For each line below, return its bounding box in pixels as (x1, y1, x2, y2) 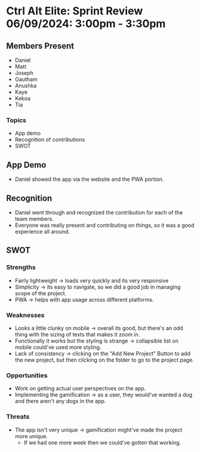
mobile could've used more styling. (14, 343, 101, 351)
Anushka (14, 82, 37, 89)
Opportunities (6, 371, 48, 380)
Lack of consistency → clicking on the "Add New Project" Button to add (14, 350, 191, 357)
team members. (14, 215, 54, 222)
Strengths (6, 263, 36, 272)
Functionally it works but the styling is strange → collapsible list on (14, 337, 179, 344)
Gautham (14, 76, 38, 83)
